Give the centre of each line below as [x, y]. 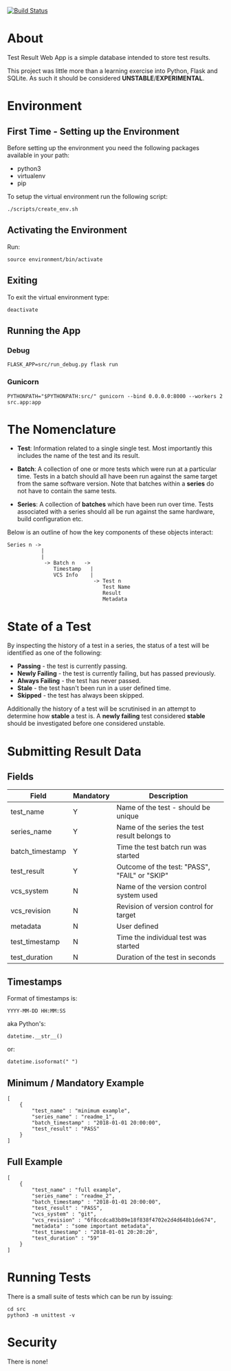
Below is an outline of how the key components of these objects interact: [110, 532]
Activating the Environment [67, 230]
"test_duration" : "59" [66, 1238]
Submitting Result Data [74, 751]
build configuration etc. [50, 519]
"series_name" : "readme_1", [74, 1117]
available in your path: [38, 155]
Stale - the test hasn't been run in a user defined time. [94, 688]
